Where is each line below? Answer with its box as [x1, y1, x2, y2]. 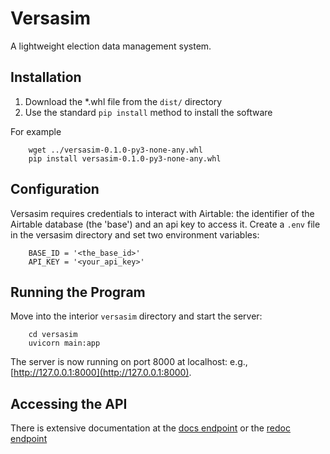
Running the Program [10, 283, 146, 301]
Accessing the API [10, 395, 128, 412]
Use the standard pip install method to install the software [24, 106, 273, 118]
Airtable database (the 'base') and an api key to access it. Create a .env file [10, 218, 321, 230]
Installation [10, 69, 82, 86]
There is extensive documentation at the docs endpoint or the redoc [10, 422, 291, 434]
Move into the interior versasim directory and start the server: [10, 310, 263, 322]
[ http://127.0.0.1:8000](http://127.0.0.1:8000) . [10, 367, 192, 379]
